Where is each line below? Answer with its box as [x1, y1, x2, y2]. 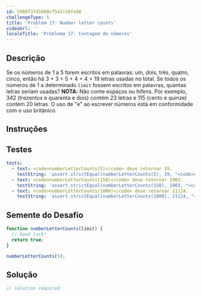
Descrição [6, 53, 45, 63]
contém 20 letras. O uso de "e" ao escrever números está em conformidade [6, 100, 193, 107]
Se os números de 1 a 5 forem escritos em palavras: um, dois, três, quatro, [6, 69, 190, 76]
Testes [6, 144, 32, 154]
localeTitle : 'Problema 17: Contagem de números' [6, 31, 133, 37]
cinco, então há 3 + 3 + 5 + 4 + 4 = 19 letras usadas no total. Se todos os [6, 75, 187, 82]
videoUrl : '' [6, 25, 39, 32]
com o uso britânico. [6, 107, 57, 114]
